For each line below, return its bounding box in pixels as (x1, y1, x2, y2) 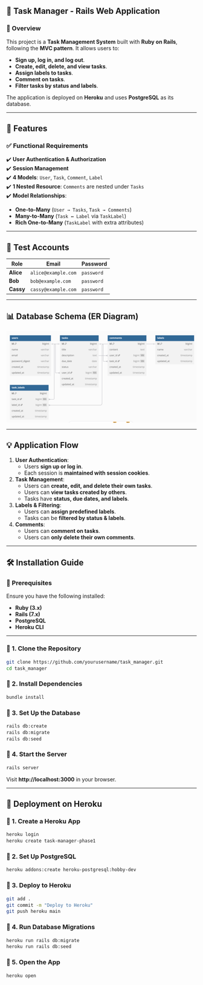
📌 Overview (6, 24, 41, 33)
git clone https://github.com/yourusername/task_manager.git (6, 659, 164, 665)
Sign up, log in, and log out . (14, 56, 85, 64)
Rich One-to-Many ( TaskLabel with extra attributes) (14, 219, 144, 226)
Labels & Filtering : (14, 501, 62, 509)
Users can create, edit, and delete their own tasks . (24, 482, 153, 489)
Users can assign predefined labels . (24, 507, 116, 515)
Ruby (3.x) (14, 604, 42, 612)
